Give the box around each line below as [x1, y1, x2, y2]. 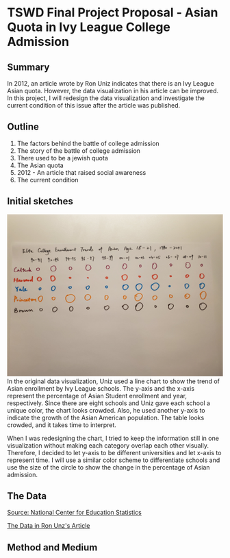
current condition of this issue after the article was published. [7, 101, 181, 109]
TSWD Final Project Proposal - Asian [7, 5, 218, 21]
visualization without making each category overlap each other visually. [7, 441, 209, 450]
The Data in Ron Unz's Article [7, 522, 90, 530]
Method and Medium [7, 542, 98, 553]
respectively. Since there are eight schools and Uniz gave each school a [7, 399, 211, 407]
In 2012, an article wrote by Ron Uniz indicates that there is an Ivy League [7, 80, 214, 87]
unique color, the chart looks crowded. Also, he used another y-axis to [7, 406, 205, 414]
